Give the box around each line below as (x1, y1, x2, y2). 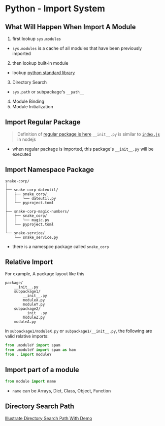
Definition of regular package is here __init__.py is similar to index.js (17, 131, 160, 137)
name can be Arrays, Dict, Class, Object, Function (12, 387, 111, 393)
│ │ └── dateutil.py (5, 196, 56, 201)
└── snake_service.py (14, 235, 58, 240)
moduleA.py (14, 319, 36, 324)
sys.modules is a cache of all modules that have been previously (12, 45, 142, 51)
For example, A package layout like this (5, 271, 85, 277)
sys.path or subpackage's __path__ (12, 89, 85, 94)
